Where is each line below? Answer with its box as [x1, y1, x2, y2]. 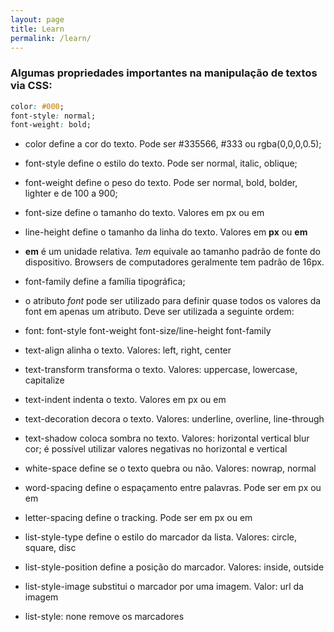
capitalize [24, 374, 65, 386]
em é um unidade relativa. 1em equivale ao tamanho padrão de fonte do [24, 246, 322, 258]
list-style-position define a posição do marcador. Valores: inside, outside [24, 561, 325, 573]
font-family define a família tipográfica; [24, 276, 186, 288]
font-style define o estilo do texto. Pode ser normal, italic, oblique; [24, 157, 298, 170]
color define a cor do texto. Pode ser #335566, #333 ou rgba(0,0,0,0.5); [24, 138, 322, 150]
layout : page [10, 14, 65, 25]
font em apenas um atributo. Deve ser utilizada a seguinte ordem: [24, 306, 295, 318]
